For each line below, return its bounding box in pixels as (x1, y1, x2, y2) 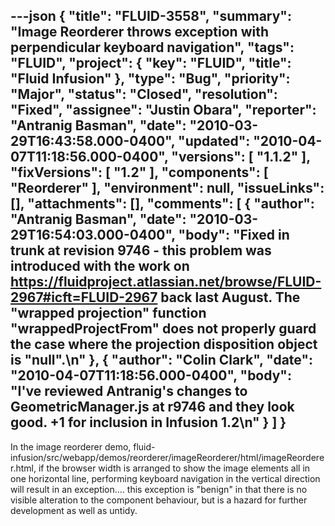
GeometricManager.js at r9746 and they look (10, 399, 295, 416)
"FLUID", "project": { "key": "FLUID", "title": (10, 55, 292, 72)
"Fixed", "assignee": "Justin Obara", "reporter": (10, 102, 317, 119)
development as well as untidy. (10, 504, 138, 516)
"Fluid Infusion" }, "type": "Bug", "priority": (10, 70, 291, 88)
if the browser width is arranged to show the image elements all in (38, 462, 311, 474)
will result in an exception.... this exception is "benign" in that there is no (10, 483, 308, 495)
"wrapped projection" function (10, 305, 207, 322)
